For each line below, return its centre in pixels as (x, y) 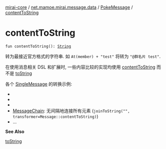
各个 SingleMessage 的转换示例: (39, 84)
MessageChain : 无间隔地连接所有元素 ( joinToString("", (71, 111)
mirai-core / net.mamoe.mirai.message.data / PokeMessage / (69, 7)
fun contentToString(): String (38, 46)
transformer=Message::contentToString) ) (55, 116)
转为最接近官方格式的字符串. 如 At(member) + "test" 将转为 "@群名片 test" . (83, 56)
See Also (15, 131)
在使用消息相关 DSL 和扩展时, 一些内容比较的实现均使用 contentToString (80, 67)
